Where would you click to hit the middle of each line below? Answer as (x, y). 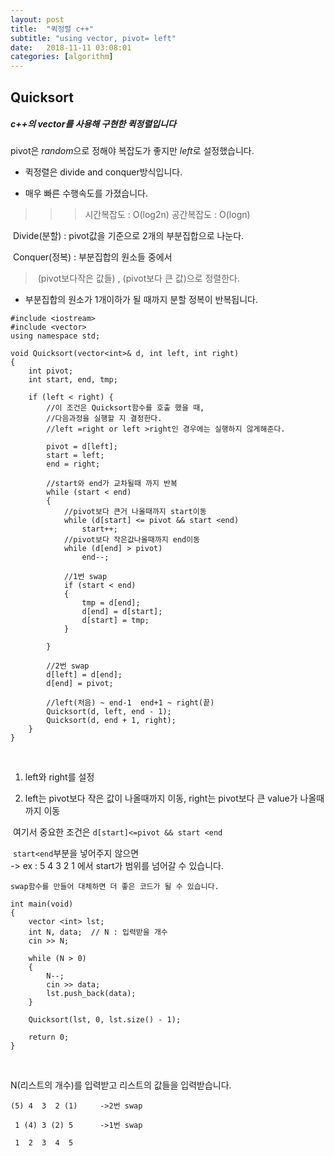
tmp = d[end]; (111, 603)
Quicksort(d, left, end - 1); (109, 712)
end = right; (73, 464)
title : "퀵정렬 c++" (52, 29)
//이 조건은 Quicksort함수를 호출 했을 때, (125, 408)
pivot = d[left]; (82, 447)
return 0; (49, 1037)
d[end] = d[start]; (122, 612)
